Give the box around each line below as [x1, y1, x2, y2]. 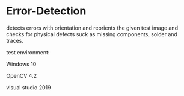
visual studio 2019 [6, 83, 51, 91]
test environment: [6, 48, 50, 56]
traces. [6, 37, 24, 44]
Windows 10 [6, 60, 37, 68]
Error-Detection [6, 4, 87, 18]
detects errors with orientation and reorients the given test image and [6, 24, 179, 31]
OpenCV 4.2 [6, 72, 37, 79]
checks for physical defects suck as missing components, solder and [6, 30, 177, 37]
